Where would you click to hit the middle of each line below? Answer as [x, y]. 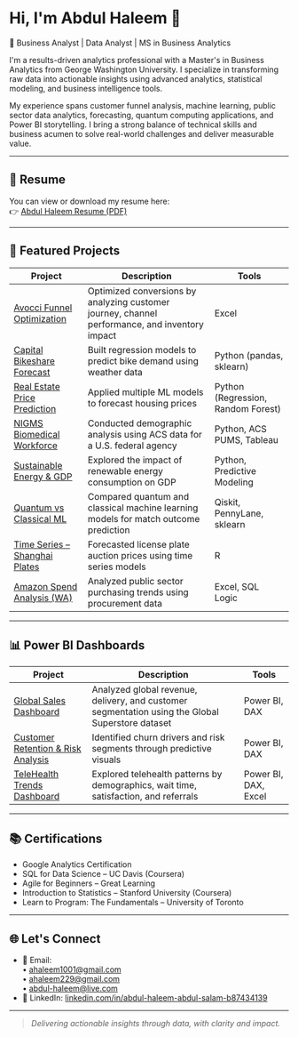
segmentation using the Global [155, 712]
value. [20, 143]
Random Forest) [247, 408]
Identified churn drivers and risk [158, 737]
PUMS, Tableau [247, 439]
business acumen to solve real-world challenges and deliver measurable [142, 133]
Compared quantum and [138, 496]
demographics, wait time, [144, 785]
